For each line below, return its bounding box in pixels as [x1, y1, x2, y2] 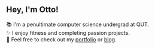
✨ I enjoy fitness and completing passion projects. [6, 29, 130, 36]
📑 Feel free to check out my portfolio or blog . [6, 35, 117, 43]
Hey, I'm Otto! [6, 5, 59, 15]
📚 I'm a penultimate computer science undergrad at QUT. [6, 21, 150, 28]
